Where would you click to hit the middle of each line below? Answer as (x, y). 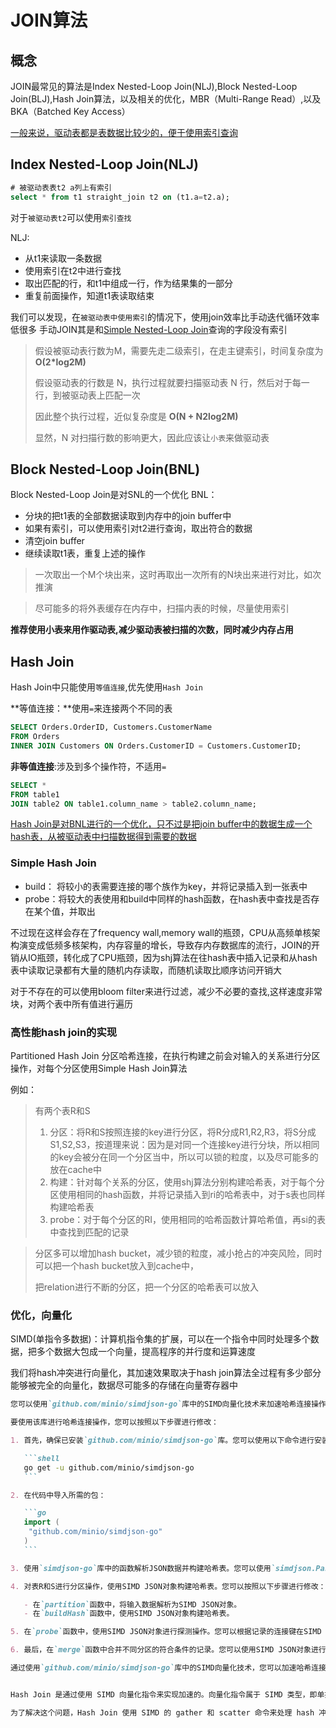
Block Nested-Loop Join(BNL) (105, 469)
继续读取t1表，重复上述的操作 (85, 553)
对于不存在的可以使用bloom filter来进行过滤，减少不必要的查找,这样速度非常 (166, 991)
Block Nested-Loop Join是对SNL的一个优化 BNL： (114, 495)
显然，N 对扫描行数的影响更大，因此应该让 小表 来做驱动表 (152, 437)
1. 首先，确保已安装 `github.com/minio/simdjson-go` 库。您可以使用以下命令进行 (162, 1441)
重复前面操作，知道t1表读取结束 (89, 295)
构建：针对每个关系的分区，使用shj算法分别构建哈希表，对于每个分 (187, 1182)
